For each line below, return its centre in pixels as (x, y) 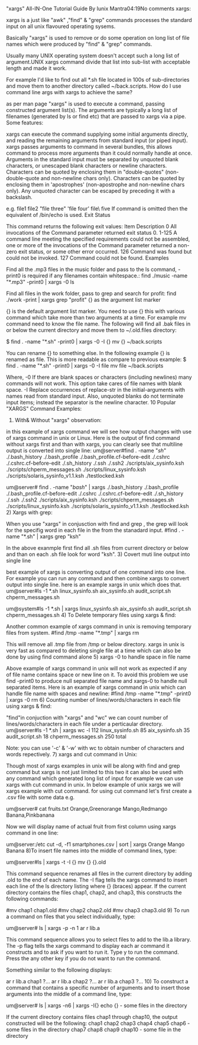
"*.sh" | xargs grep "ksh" (51, 536)
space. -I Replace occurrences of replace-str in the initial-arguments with (95, 390)
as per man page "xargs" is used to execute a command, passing (86, 104)
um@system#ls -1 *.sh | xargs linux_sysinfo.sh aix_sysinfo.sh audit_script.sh (99, 609)
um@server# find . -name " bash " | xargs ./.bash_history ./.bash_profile (92, 487)
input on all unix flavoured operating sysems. (61, 26)
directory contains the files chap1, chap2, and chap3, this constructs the (94, 892)
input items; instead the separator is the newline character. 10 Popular (91, 402)
